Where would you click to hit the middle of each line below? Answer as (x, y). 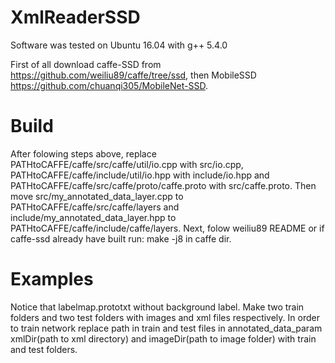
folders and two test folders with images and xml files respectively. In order (165, 317)
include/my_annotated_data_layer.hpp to (93, 217)
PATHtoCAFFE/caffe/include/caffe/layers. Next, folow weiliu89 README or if (167, 228)
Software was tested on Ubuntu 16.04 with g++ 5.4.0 (119, 45)
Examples (52, 279)
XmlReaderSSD (75, 17)
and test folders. (44, 349)
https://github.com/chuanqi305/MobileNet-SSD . (109, 85)
